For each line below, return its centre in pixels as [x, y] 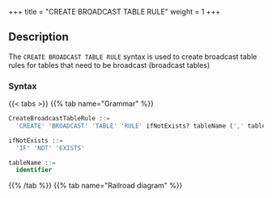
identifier [34, 170]
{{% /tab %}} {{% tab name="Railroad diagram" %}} [96, 186]
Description [38, 37]
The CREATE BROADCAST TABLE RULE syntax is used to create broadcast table [133, 57]
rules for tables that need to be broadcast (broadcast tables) [109, 65]
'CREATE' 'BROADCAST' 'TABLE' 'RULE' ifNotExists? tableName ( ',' [130, 126]
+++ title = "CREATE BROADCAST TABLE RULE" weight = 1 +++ [115, 12]
